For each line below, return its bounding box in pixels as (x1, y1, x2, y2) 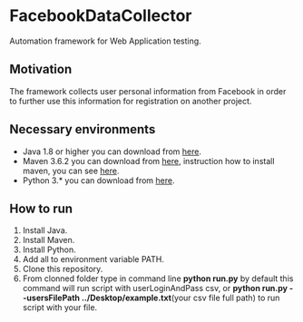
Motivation (9, 62, 73, 77)
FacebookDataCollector (9, 5, 192, 26)
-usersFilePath (22, 292, 80, 304)
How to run (9, 200, 73, 216)
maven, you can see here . (22, 165, 120, 176)
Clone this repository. (22, 264, 103, 275)
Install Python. (22, 244, 77, 255)
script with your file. (22, 302, 98, 313)
